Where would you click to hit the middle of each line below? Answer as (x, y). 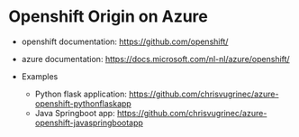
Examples (40, 76)
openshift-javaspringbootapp (89, 123)
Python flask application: (81, 94)
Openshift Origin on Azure (108, 17)
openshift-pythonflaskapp (83, 103)
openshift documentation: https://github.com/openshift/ (125, 41)
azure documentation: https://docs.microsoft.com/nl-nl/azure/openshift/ (155, 59)
